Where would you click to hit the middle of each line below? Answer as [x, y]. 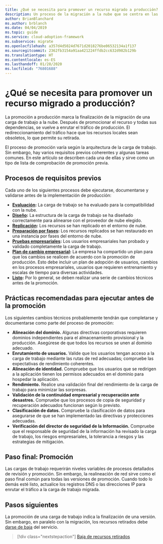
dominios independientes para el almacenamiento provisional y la [78, 337]
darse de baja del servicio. [32, 527]
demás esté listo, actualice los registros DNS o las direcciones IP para [75, 484]
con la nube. [25, 210]
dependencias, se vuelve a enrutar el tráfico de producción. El [68, 127]
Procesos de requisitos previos [53, 178]
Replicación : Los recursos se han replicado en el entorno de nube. [80, 225]
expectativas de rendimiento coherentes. [53, 363]
